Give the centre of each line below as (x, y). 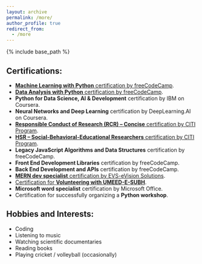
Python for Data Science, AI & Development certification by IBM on (99, 98)
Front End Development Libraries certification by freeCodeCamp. (97, 163)
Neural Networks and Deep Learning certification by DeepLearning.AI (103, 111)
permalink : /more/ (29, 18)
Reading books (34, 248)
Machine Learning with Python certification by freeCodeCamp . (94, 85)
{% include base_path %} (38, 52)
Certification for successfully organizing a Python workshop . (91, 195)
